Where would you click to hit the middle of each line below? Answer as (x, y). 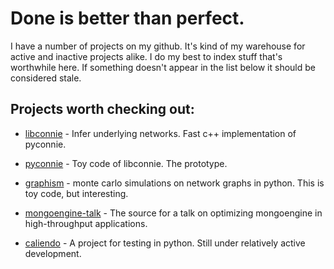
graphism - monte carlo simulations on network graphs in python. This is (174, 183)
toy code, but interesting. (76, 193)
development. (53, 253)
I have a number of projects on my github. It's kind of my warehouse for (158, 46)
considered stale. (46, 78)
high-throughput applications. (86, 223)
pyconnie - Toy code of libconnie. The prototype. (126, 163)
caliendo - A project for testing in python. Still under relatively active (165, 243)
